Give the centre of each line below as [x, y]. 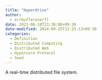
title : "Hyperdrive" [27, 10]
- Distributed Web [30, 48]
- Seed [17, 58]
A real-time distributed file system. [42, 72]
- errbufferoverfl [30, 19]
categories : [18, 34]
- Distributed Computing [36, 44]
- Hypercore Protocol [33, 53]
